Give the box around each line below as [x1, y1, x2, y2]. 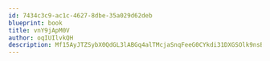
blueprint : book [8, 19, 63, 27]
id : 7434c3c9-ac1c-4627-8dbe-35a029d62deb [8, 11, 153, 20]
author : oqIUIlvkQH [8, 33, 74, 42]
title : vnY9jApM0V [8, 26, 70, 34]
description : [8, 41, 52, 49]
